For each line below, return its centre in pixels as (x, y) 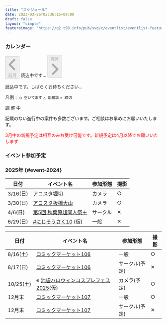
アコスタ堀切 (48, 194)
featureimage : (20, 28)
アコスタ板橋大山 (53, 203)
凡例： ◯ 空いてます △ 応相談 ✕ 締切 (39, 97)
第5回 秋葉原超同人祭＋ (60, 213)
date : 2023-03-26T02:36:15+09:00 (40, 14)
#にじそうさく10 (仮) (58, 222)
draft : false (19, 19)
